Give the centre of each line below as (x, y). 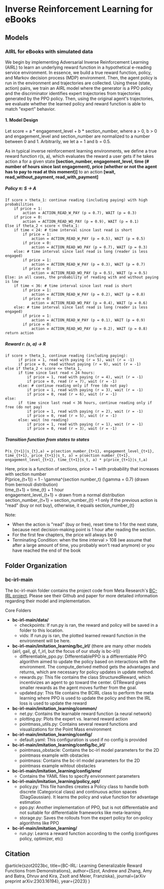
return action (20, 333)
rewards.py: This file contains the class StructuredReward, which (85, 677)
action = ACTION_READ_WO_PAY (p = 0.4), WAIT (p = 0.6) (89, 303)
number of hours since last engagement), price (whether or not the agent (81, 167)
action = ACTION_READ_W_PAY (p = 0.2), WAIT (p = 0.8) (88, 295)
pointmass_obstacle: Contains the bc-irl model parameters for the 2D (89, 750)
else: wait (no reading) (43, 420)
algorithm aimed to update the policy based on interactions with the (87, 661)
